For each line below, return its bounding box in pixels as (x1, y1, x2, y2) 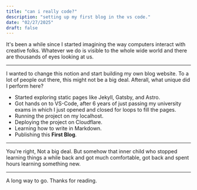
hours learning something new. (6, 160, 81, 167)
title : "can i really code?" (6, 8, 77, 15)
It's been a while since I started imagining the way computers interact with (6, 41, 186, 48)
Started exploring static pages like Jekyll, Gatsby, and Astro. (14, 94, 160, 101)
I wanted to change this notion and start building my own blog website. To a (6, 70, 189, 77)
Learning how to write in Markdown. (14, 125, 102, 132)
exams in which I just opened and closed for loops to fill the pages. (14, 106, 176, 113)
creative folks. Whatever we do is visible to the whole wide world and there (6, 47, 188, 54)
